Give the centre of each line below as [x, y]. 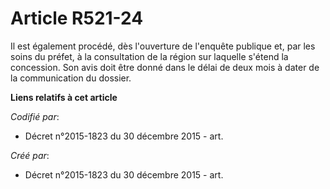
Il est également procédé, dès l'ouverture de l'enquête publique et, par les [163, 46]
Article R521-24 [77, 18]
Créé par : [30, 155]
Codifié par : [35, 116]
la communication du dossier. [71, 78]
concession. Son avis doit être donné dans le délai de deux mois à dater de [165, 67]
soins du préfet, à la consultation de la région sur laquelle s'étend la [149, 56]
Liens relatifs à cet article [64, 97]
